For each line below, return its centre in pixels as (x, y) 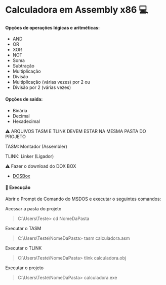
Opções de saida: (24, 99)
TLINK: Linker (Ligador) (30, 156)
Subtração (23, 66)
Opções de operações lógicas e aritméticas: (53, 27)
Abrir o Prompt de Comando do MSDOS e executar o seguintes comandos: (83, 199)
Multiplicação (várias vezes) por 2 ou (51, 82)
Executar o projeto (25, 268)
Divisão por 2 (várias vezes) (42, 87)
